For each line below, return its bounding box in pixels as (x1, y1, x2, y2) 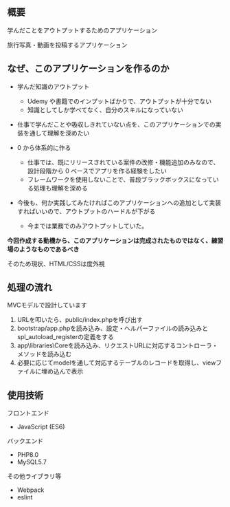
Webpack (16, 486, 45, 494)
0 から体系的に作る (16, 143, 71, 151)
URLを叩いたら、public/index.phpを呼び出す (16, 316, 143, 324)
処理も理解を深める (33, 184, 88, 192)
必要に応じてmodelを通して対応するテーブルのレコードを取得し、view (16, 358, 216, 367)
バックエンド (7, 437, 43, 445)
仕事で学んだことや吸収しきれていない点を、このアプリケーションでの (16, 120, 216, 129)
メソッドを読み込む (16, 350, 72, 358)
